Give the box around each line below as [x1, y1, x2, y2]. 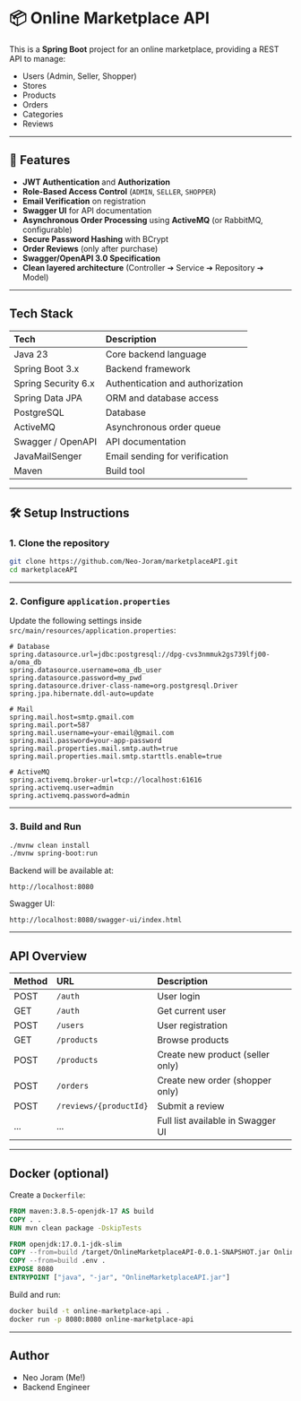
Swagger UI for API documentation [21, 204, 152, 216]
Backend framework [106, 362, 191, 375]
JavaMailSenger [13, 450, 82, 463]
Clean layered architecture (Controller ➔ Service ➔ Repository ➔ [21, 262, 264, 272]
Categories [21, 108, 64, 119]
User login [156, 990, 201, 1003]
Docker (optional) [9, 1165, 109, 1180]
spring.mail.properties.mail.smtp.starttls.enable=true [9, 752, 222, 761]
